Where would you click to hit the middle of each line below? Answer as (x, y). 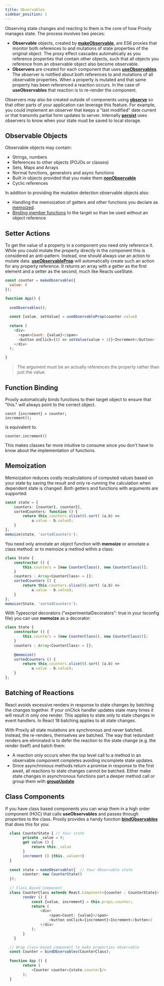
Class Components (35, 797)
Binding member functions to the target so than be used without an (80, 213)
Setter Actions (27, 233)
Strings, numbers (30, 157)
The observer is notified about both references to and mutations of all (82, 74)
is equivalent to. (21, 427)
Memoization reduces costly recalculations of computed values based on (79, 478)
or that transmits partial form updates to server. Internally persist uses (76, 115)
